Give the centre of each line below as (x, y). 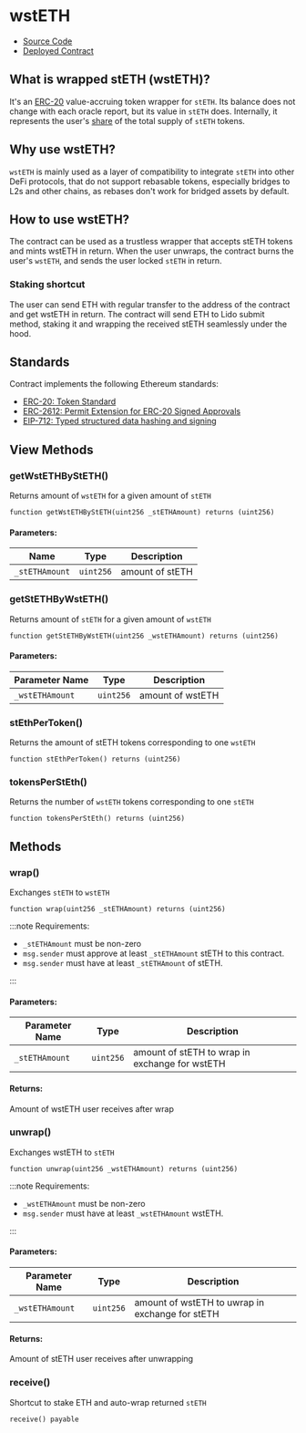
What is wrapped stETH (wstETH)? (110, 80)
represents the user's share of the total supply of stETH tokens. (127, 120)
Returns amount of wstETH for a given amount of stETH (110, 496)
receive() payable (44, 1419)
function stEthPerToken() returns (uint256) (95, 759)
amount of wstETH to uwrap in (199, 1303)
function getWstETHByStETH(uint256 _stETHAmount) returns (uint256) (142, 513)
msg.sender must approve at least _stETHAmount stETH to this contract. (153, 953)
